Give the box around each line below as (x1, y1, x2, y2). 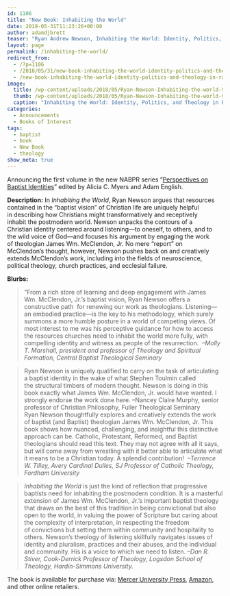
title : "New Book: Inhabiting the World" (7, 16, 127, 23)
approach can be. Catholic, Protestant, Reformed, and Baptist (23, 432, 197, 440)
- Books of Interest (13, 118, 72, 125)
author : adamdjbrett (7, 29, 66, 36)
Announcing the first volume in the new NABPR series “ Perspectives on (7, 175, 209, 184)
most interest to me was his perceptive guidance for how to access (23, 324, 214, 332)
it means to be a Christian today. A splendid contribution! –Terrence (23, 454, 216, 462)
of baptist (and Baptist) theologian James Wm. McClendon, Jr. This (23, 417, 214, 425)
